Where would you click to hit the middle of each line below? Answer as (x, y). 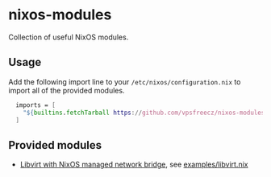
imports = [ (36, 105)
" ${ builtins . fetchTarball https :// (83, 113)
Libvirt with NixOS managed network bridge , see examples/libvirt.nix (134, 165)
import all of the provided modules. (67, 90)
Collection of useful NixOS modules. (69, 37)
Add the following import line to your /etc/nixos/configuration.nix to (125, 81)
